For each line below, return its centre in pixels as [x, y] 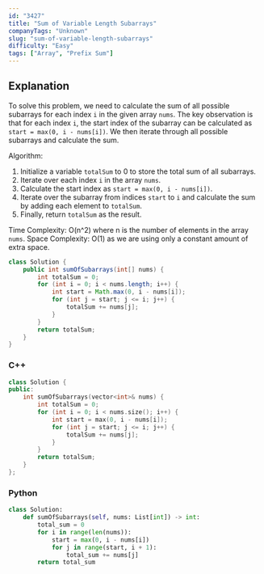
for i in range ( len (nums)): [84, 532]
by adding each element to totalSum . [81, 205]
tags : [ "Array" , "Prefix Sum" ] [61, 53]
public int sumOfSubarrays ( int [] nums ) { [93, 269]
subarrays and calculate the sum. [64, 140]
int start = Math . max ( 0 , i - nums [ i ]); [118, 292]
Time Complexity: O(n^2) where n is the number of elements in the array [128, 230]
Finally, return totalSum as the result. [81, 214]
